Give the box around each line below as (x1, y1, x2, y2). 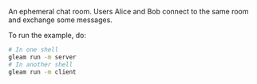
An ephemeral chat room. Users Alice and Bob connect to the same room (8, 7, 249, 16)
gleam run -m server (8, 53, 77, 61)
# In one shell (8, 46, 59, 54)
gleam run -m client (8, 67, 77, 76)
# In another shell (8, 60, 73, 68)
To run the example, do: (8, 31, 86, 40)
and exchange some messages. (8, 15, 113, 25)
